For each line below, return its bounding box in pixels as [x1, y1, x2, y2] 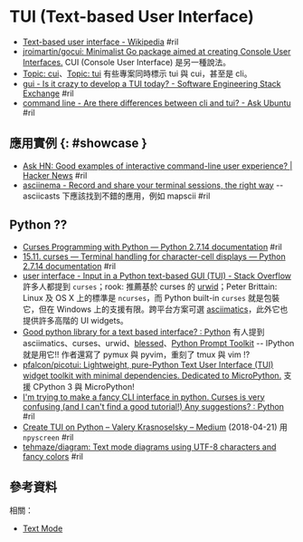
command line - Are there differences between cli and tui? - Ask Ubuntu [22, 97, 291, 108]
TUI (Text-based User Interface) [9, 6, 255, 27]
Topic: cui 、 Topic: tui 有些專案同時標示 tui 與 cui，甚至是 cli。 [22, 68, 252, 79]
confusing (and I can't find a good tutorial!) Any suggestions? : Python [22, 401, 285, 411]
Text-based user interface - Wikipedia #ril [22, 36, 179, 47]
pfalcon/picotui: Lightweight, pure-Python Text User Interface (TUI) [22, 359, 274, 370]
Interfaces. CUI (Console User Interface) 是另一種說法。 [22, 56, 232, 67]
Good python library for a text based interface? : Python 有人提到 [22, 326, 265, 337]
